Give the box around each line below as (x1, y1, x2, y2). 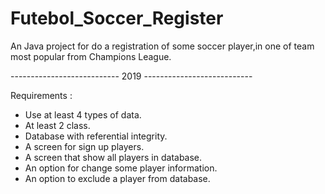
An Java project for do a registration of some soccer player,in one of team (10, 40, 315, 52)
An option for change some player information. (24, 162, 218, 174)
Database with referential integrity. (24, 130, 168, 142)
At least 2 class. (24, 119, 91, 131)
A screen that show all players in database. (24, 151, 203, 163)
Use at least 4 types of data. (24, 108, 142, 121)
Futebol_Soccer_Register (10, 7, 224, 30)
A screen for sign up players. (24, 140, 145, 152)
